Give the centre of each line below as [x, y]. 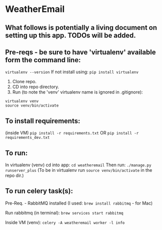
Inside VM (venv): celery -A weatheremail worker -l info [65, 222]
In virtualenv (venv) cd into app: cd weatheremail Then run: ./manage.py [78, 165]
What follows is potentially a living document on [81, 28]
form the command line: [43, 60]
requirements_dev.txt [28, 138]
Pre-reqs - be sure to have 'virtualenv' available [81, 52]
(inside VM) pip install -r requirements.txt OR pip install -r [72, 133]
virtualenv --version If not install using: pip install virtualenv [72, 72]
